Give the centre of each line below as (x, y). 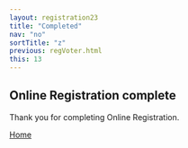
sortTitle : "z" (38, 43)
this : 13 (26, 59)
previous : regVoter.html (56, 51)
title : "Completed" (46, 26)
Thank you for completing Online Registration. (94, 117)
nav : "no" (28, 34)
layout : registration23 (54, 17)
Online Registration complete (93, 96)
